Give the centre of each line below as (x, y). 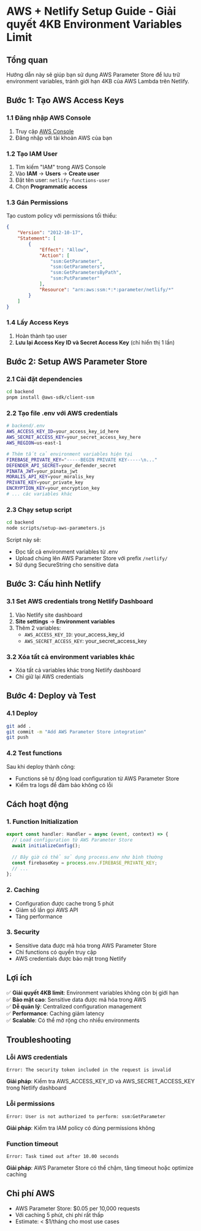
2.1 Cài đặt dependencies (44, 379)
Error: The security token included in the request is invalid (89, 1070)
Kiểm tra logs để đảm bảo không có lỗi (64, 785)
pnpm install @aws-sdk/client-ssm (51, 398)
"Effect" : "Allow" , (64, 250)
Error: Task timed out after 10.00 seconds (63, 1156)
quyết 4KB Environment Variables (94, 24)
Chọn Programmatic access (51, 186)
